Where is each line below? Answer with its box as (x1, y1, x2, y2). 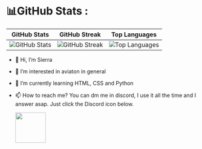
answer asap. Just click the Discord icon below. (15, 100, 134, 107)
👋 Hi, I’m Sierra (15, 56, 53, 63)
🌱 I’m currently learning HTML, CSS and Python (15, 79, 134, 87)
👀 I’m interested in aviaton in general (15, 67, 106, 75)
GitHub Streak (59, 30, 101, 39)
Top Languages (111, 30, 157, 39)
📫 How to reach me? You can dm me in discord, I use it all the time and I (15, 91, 197, 99)
